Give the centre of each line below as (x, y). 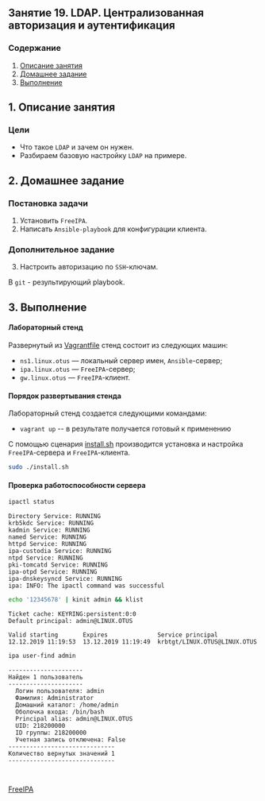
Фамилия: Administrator (54, 698)
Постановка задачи (48, 203)
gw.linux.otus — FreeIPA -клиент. (75, 377)
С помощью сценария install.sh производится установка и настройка (126, 444)
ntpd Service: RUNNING (46, 558)
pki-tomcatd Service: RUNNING (58, 565)
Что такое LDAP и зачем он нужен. (77, 147)
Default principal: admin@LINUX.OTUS (71, 621)
